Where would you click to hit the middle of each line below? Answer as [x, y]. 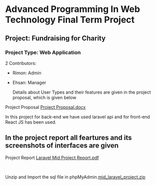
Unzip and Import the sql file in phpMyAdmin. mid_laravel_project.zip [75, 177]
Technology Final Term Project [70, 20]
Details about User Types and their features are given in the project [81, 92]
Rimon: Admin [27, 73]
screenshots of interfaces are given [62, 146]
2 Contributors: [21, 63]
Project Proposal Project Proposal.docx [45, 107]
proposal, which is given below [44, 97]
